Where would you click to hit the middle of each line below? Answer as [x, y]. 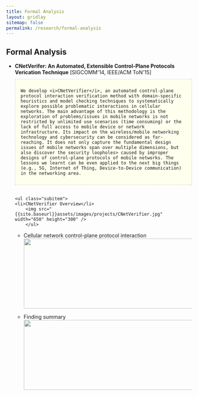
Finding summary [44, 317]
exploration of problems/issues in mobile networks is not [95, 117]
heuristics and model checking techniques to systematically [97, 101]
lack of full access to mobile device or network [82, 127]
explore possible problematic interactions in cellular [90, 107]
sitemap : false [25, 22]
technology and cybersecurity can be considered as [85, 137]
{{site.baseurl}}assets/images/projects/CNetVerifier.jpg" [89, 214]
